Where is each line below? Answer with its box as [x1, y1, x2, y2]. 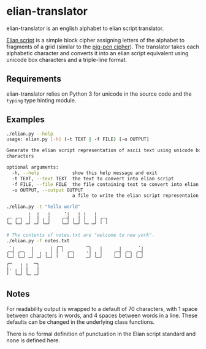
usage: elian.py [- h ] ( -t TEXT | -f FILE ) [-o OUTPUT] [6, 136, 150, 142]
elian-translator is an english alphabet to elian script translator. [6, 25, 164, 32]
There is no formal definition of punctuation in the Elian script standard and [6, 330, 196, 337]
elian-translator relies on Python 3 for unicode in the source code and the [6, 90, 192, 98]
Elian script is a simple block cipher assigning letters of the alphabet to [6, 36, 185, 44]
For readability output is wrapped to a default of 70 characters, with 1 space [6, 305, 198, 312]
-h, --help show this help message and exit [12, 170, 158, 176]
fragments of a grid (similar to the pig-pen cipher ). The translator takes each [6, 43, 199, 50]
